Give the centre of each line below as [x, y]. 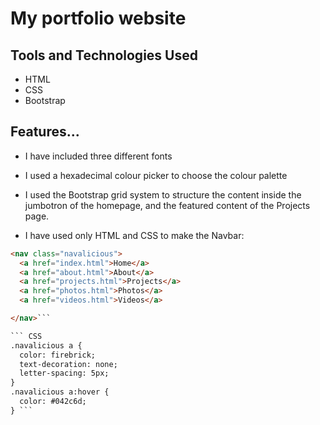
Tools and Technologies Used [104, 55]
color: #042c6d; [53, 402]
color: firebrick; [58, 355]
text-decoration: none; [68, 364]
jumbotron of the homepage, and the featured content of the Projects [167, 205]
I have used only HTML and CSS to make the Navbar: [134, 235]
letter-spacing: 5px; [64, 373]
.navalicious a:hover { [60, 392]
